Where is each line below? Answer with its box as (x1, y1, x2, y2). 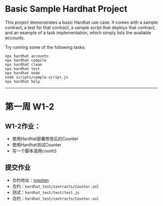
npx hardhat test (5, 66, 40, 71)
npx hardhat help (5, 79, 40, 84)
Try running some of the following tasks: (5, 44, 86, 50)
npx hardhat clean (5, 62, 42, 67)
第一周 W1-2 (5, 101, 54, 112)
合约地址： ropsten (12, 177, 49, 183)
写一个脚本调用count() (12, 148, 57, 154)
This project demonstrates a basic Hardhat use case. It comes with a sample (5, 19, 158, 25)
